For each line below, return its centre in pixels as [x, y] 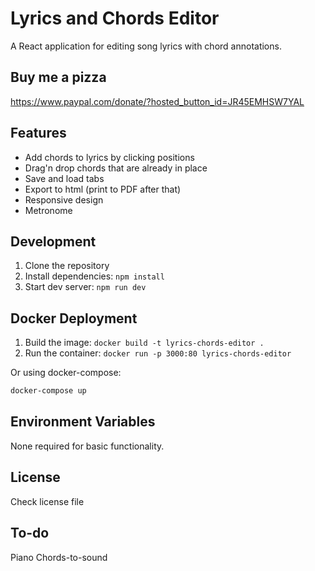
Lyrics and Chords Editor [115, 18]
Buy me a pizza [58, 77]
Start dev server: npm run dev [85, 287]
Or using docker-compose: [66, 373]
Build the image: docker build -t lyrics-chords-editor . [144, 343]
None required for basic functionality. [87, 446]
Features [38, 133]
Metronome [48, 210]
